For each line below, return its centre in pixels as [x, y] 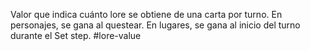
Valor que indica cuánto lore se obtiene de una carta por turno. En [146, 14]
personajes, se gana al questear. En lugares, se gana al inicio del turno [155, 25]
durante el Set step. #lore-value [76, 35]
